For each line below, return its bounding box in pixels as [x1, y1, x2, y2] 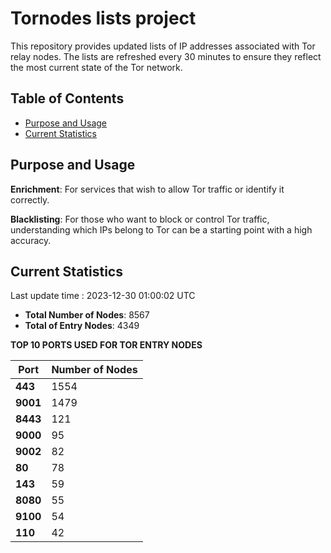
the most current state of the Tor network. [10, 61, 183, 73]
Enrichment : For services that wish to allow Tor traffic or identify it [10, 183, 285, 195]
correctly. [10, 193, 50, 206]
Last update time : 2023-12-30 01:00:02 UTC [10, 290, 196, 302]
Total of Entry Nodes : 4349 [24, 320, 140, 332]
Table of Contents [10, 90, 125, 107]
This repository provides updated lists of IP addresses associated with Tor [10, 40, 316, 52]
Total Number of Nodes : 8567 [24, 309, 150, 321]
